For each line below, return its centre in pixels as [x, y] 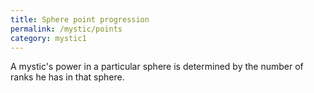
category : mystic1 [48, 38]
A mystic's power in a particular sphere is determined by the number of [157, 67]
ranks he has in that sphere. [67, 77]
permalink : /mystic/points [66, 29]
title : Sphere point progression [80, 19]
